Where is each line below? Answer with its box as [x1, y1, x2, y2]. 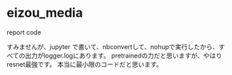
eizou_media [6, 5, 83, 21]
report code [6, 28, 42, 36]
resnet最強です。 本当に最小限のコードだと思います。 [6, 60, 162, 68]
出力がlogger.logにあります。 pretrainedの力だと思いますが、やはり [25, 51, 223, 60]
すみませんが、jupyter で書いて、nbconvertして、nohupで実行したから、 [6, 42, 219, 50]
